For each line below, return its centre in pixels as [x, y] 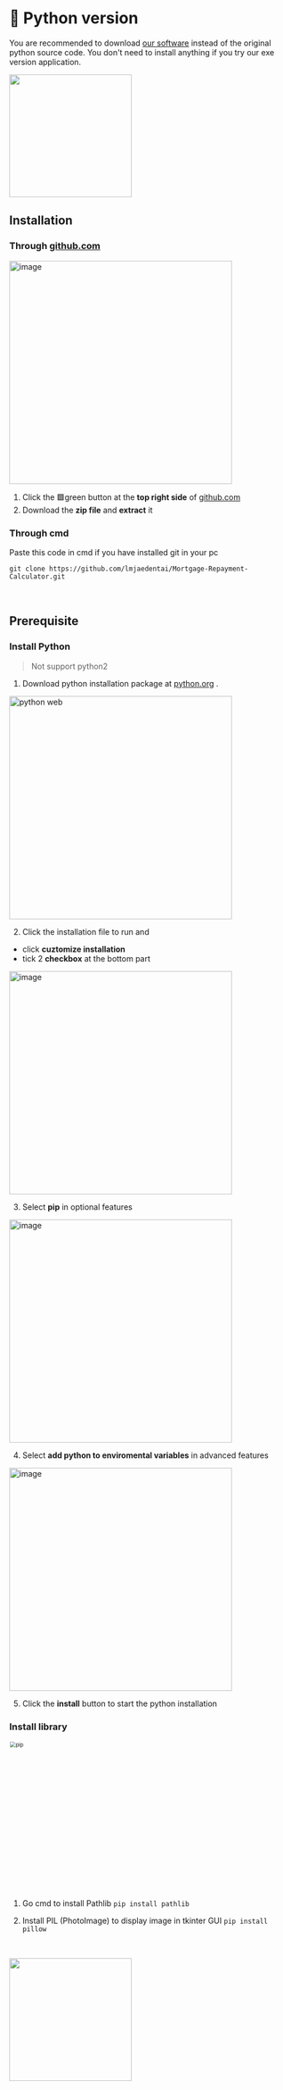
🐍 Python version [74, 18]
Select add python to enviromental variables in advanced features [145, 1455]
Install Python [40, 646]
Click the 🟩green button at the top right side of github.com [131, 497]
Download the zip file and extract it [87, 510]
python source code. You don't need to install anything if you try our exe [142, 52]
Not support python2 [69, 666]
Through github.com [55, 246]
